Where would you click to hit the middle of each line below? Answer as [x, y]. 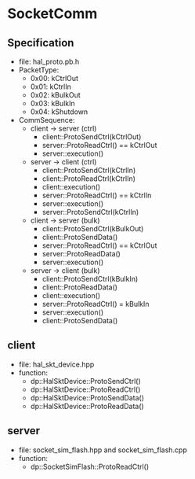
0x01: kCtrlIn [51, 87]
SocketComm [52, 14]
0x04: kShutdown [59, 112]
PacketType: [39, 70]
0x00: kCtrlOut [54, 78]
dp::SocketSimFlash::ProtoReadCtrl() [90, 466]
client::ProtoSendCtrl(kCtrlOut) [92, 137]
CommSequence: [47, 120]
